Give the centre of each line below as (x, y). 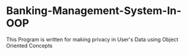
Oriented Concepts (29, 46)
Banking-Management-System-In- (94, 11)
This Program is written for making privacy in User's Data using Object (92, 39)
